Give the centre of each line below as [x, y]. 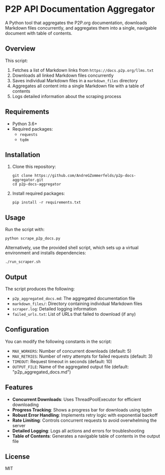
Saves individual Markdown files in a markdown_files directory [75, 80]
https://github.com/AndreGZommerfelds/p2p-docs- [85, 176]
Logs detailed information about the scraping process [67, 96]
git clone [22, 176]
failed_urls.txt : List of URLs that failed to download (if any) [74, 314]
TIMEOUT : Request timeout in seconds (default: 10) [62, 361]
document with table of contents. [39, 33]
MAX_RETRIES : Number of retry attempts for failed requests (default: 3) [82, 356]
